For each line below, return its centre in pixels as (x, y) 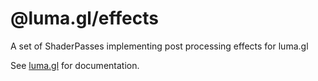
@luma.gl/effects (84, 18)
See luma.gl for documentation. (75, 65)
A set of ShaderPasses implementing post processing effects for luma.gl (159, 46)
